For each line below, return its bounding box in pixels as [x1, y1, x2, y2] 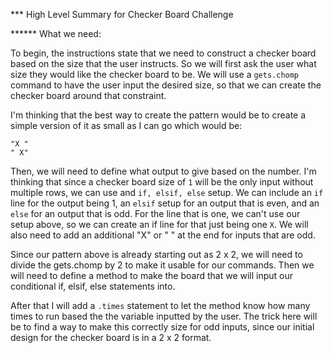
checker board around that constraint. [10, 90, 167, 101]
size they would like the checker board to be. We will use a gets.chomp [10, 69, 300, 80]
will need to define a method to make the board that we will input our [10, 270, 294, 281]
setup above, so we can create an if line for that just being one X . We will [10, 219, 309, 230]
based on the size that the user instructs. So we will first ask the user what [10, 58, 317, 69]
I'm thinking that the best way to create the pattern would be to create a [10, 109, 307, 121]
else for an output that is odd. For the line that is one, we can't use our [10, 208, 301, 219]
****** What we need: [10, 28, 102, 39]
